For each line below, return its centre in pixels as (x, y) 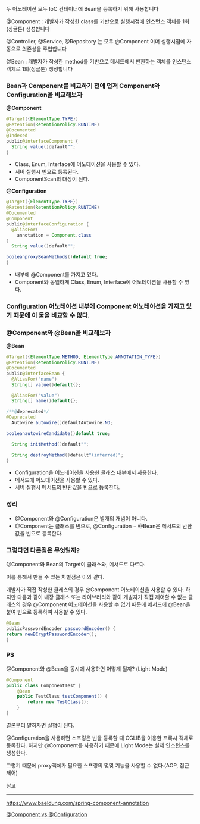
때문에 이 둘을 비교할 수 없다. (51, 315)
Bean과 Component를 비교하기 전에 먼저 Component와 (83, 86)
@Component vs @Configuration (47, 814)
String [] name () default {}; (45, 401)
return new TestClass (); (58, 702)
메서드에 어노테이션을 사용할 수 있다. (57, 480)
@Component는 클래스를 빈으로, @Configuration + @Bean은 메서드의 (98, 526)
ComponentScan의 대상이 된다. (52, 179)
